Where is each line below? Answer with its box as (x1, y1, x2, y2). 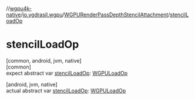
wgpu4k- (9, 5, 32, 12)
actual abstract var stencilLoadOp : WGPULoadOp (6, 87, 126, 94)
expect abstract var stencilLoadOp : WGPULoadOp (6, 70, 128, 77)
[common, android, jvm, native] (6, 57, 82, 64)
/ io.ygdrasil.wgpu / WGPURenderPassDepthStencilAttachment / (20, 11, 170, 18)
